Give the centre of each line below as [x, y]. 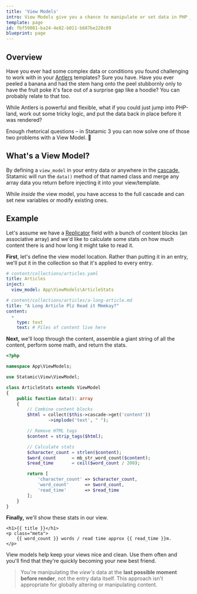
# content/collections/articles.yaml [52, 273]
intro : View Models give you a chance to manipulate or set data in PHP [97, 17]
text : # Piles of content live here [62, 328]
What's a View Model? [48, 156]
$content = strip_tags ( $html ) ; [65, 436]
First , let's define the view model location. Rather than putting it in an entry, [97, 256]
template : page [25, 22]
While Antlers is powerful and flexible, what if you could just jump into [90, 107]
